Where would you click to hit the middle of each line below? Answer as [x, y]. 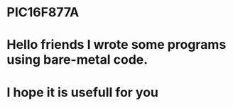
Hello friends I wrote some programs [116, 45]
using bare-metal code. [77, 60]
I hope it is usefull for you [83, 92]
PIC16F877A [43, 12]
